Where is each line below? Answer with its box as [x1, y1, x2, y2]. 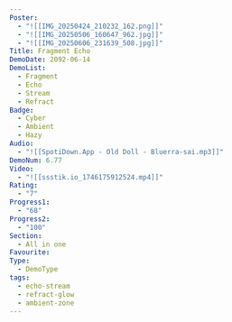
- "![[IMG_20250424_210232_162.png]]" [17, 22, 164, 31]
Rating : [9, 181, 39, 190]
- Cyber [17, 114, 47, 123]
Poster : [9, 13, 39, 23]
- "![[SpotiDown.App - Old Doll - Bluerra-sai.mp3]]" [17, 147, 224, 156]
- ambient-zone [17, 299, 75, 308]
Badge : [9, 106, 34, 115]
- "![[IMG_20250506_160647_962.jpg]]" [17, 30, 164, 39]
